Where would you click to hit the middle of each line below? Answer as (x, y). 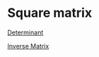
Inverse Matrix (28, 46)
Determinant (25, 32)
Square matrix (50, 13)
